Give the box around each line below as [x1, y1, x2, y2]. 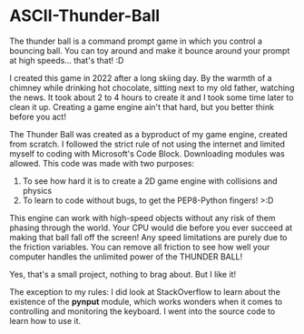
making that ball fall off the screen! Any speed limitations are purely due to [9, 231, 288, 242]
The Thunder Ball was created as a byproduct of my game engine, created [9, 128, 288, 139]
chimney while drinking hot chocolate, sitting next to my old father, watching [9, 82, 295, 93]
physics [22, 185, 53, 196]
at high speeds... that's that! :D [9, 55, 124, 66]
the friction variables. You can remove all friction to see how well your [9, 241, 270, 252]
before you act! [9, 111, 66, 122]
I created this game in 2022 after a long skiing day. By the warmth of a [9, 72, 272, 83]
